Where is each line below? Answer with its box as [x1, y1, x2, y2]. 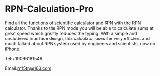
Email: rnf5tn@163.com [5, 65, 52, 71]
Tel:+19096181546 [5, 55, 43, 61]
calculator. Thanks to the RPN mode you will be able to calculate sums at [5, 25, 154, 31]
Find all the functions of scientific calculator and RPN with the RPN [5, 20, 141, 26]
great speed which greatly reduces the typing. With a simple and [5, 30, 137, 36]
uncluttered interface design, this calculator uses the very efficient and [5, 36, 150, 41]
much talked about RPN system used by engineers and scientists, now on [5, 40, 155, 46]
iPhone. [5, 46, 21, 52]
